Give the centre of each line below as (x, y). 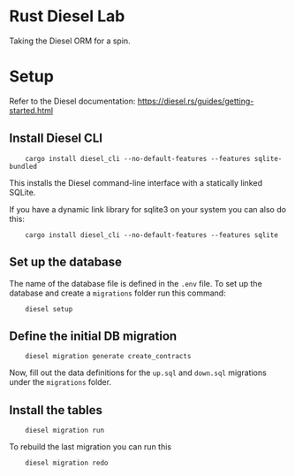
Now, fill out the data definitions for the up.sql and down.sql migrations (138, 372)
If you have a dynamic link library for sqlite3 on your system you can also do (148, 209)
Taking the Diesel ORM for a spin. (70, 41)
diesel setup (49, 309)
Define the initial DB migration (93, 336)
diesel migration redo (67, 463)
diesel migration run (64, 431)
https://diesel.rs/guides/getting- (196, 101)
